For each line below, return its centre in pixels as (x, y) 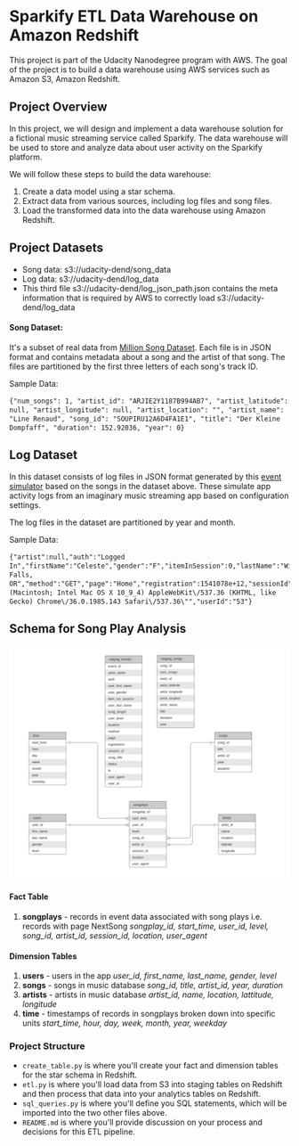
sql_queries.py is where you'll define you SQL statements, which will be (154, 1103)
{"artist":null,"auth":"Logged (67, 557)
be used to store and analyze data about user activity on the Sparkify (136, 147)
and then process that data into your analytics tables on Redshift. (141, 1094)
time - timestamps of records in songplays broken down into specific (149, 1014)
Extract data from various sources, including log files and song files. (147, 201)
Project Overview (58, 107)
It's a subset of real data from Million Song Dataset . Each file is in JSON (140, 347)
